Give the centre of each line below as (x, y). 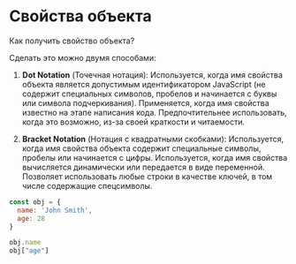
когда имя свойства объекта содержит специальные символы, (141, 148)
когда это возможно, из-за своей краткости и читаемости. (133, 122)
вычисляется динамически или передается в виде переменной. (143, 167)
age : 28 (31, 218)
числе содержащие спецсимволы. (87, 185)
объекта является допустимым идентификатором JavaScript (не (144, 84)
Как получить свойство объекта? (72, 41)
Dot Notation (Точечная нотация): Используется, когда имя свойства (152, 75)
